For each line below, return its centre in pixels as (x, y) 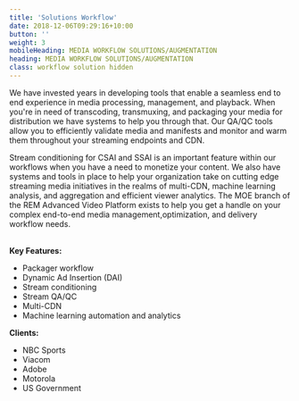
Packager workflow (58, 268)
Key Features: (36, 250)
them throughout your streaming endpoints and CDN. (107, 140)
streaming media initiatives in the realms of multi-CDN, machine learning (143, 186)
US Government (52, 388)
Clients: (24, 332)
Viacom (36, 359)
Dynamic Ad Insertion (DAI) (72, 277)
